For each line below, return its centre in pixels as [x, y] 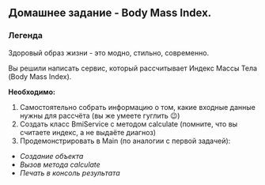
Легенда [26, 36]
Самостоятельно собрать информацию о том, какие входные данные [137, 107]
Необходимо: [32, 92]
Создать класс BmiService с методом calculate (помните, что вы [129, 124]
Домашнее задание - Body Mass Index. [110, 13]
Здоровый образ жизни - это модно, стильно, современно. [109, 53]
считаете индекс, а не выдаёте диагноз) [88, 132]
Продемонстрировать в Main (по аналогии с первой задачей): [125, 141]
